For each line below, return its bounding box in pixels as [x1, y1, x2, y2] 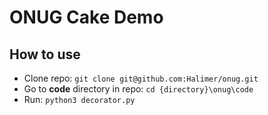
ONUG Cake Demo [9, 6, 164, 29]
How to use [9, 46, 81, 63]
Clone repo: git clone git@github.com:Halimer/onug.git [23, 72, 259, 84]
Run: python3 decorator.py [23, 94, 136, 105]
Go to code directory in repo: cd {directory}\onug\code [23, 83, 254, 95]
